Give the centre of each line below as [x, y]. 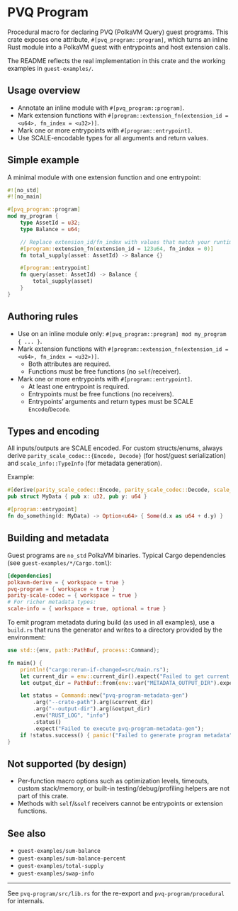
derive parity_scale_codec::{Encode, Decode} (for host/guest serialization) [117, 456]
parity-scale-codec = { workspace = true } [73, 596]
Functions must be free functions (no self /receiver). [104, 371]
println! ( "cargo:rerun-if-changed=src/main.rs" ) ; [95, 670]
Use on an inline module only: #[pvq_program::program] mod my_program [122, 333]
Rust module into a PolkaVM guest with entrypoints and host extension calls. [119, 47]
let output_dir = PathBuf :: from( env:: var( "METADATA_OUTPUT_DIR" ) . [120, 683]
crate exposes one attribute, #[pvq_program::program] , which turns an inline [118, 39]
